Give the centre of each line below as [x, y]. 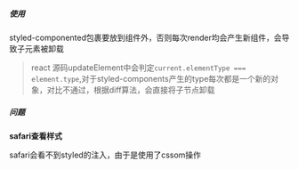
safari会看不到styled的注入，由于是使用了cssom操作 [105, 155]
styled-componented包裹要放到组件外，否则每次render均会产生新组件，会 [145, 37]
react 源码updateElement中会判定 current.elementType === [138, 68]
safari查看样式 [36, 136]
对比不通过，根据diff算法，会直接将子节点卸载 [131, 90]
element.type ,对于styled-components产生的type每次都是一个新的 [151, 78]
